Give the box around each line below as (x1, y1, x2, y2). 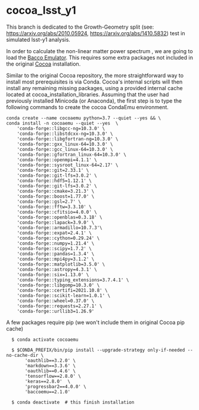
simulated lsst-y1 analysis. (6, 36, 70, 43)
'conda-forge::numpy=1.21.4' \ (17, 240, 95, 246)
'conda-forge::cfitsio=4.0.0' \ (17, 209, 97, 215)
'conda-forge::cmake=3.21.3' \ (17, 188, 95, 194)
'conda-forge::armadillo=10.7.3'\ (17, 224, 102, 230)
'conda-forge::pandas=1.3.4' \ (17, 251, 95, 257)
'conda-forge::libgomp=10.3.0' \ (17, 282, 100, 288)
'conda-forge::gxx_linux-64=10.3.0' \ (17, 141, 113, 147)
